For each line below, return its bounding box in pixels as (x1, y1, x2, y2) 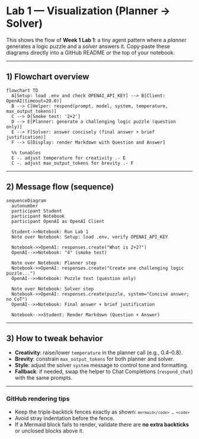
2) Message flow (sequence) (6, 182, 114, 192)
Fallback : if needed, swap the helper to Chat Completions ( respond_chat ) (14, 368, 194, 375)
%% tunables (11, 149, 41, 155)
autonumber (11, 203, 38, 209)
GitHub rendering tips (6, 395, 70, 403)
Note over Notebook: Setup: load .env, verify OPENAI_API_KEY (11, 234, 168, 240)
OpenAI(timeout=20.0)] (6, 98, 62, 104)
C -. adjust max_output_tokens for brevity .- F (11, 160, 134, 166)
